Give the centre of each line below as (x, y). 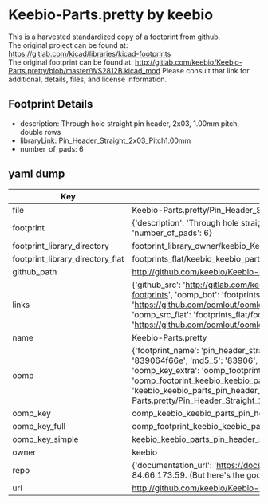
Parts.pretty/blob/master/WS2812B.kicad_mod (85, 70)
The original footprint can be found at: (71, 62)
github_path (35, 271)
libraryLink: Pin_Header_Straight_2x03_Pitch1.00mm (105, 140)
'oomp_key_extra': (166, 370)
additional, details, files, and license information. (88, 79)
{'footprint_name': (165, 350)
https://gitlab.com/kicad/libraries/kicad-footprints (90, 53)
